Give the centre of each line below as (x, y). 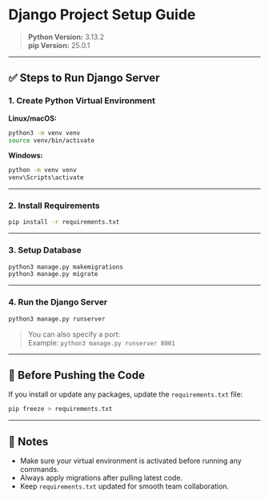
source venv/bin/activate (51, 140)
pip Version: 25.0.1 (59, 45)
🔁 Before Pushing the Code (77, 375)
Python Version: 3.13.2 (66, 37)
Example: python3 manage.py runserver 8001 (102, 342)
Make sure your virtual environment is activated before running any (130, 461)
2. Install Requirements (54, 206)
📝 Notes (28, 441)
